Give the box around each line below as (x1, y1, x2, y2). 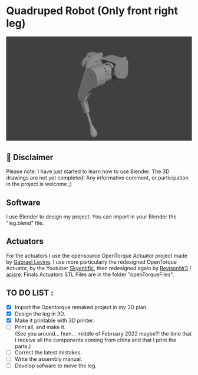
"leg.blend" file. (6, 220, 44, 227)
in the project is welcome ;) (6, 181, 72, 188)
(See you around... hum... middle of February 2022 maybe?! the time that (14, 330, 192, 337)
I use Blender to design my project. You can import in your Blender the (6, 213, 177, 220)
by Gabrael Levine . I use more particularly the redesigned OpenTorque (6, 258, 177, 266)
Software (6, 197, 41, 207)
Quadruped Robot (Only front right (6, 4, 179, 18)
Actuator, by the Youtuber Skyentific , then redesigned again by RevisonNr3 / (6, 264, 192, 271)
